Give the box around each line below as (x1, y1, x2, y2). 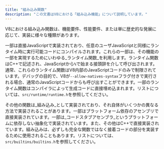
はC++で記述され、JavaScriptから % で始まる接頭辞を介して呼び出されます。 (5, 61, 158, 67)
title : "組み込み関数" (5, 7, 47, 12)
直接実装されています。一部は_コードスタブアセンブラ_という (5, 114, 128, 120)
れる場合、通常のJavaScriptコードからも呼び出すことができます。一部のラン (5, 79, 159, 85)
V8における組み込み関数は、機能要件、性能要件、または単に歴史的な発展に (5, 25, 157, 32)
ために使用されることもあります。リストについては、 (9, 132, 116, 138)
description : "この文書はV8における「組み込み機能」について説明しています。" (5, 12, 148, 17)
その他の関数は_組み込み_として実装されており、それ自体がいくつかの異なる (5, 101, 159, 108)
